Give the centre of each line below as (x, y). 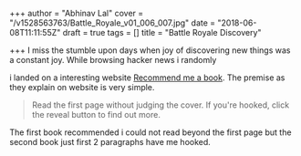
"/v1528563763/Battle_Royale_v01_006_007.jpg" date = (113, 23)
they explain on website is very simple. (82, 87)
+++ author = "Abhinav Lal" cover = (77, 13)
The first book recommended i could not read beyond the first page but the (150, 132)
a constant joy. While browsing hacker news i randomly (113, 60)
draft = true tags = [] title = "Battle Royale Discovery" (162, 32)
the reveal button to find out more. (96, 114)
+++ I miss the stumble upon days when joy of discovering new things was (150, 50)
